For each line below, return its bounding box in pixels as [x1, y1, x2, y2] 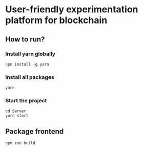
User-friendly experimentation [5, 4, 138, 15]
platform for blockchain [5, 14, 108, 26]
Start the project [5, 97, 47, 104]
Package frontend [5, 127, 64, 136]
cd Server [5, 109, 27, 114]
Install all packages [5, 73, 55, 80]
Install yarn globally [5, 50, 55, 57]
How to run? [5, 35, 45, 44]
